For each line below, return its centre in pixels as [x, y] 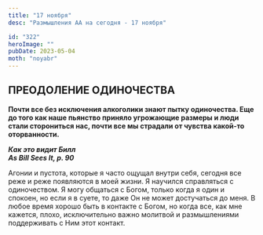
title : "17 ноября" [40, 15]
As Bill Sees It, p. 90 [41, 157]
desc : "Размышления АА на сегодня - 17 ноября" [88, 23]
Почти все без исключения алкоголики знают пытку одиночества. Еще [131, 109]
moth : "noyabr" [33, 59]
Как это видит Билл [42, 149]
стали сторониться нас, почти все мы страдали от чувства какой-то [126, 125]
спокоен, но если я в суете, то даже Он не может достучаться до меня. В [132, 197]
